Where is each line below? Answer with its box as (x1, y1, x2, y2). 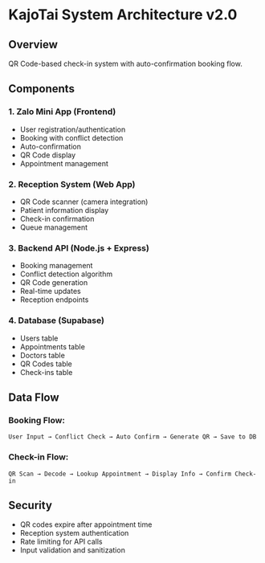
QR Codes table (19, 359, 72, 369)
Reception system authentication (19, 528, 129, 538)
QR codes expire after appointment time (19, 520, 153, 529)
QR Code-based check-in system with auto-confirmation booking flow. (8, 59, 243, 68)
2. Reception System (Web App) (8, 178, 136, 190)
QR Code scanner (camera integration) (19, 197, 149, 206)
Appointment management (19, 158, 108, 168)
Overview (8, 38, 59, 51)
